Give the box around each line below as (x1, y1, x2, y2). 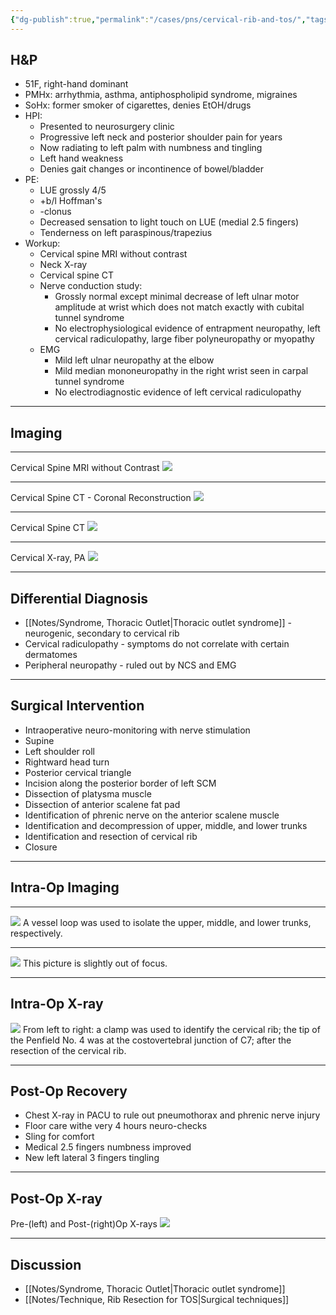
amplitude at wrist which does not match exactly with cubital (54, 301, 305, 313)
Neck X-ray (39, 259, 88, 271)
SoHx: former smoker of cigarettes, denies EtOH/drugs (24, 99, 252, 111)
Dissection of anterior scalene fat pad (24, 798, 181, 810)
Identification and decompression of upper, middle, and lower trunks (24, 819, 308, 831)
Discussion (10, 1256, 82, 1273)
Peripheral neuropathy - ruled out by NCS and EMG (24, 659, 237, 671)
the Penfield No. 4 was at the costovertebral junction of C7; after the (10, 1034, 292, 1046)
